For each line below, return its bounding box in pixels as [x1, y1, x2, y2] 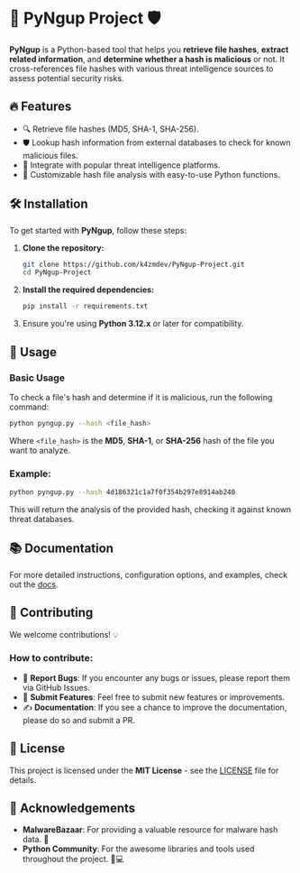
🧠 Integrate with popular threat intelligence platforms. [22, 160, 221, 170]
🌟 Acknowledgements [9, 801, 136, 816]
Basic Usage [9, 372, 66, 384]
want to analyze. [9, 445, 70, 455]
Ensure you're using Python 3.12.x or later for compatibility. [22, 318, 244, 329]
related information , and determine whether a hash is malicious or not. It [9, 53, 286, 64]
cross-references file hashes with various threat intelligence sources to [9, 63, 274, 74]
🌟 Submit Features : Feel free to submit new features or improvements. [22, 692, 286, 703]
